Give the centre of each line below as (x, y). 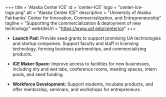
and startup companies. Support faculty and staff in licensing (75, 43)
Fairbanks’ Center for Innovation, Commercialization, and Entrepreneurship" (83, 18)
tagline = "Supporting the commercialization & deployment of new (73, 23)
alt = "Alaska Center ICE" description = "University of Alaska (89, 12)
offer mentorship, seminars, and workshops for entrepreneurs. (77, 89)
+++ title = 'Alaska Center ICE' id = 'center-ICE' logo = (61, 7)
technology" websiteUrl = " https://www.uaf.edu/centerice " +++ (70, 28)
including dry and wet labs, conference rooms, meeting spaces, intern (84, 69)
